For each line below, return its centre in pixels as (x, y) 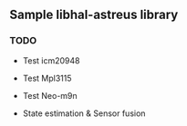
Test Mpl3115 (47, 78)
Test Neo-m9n (50, 95)
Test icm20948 (51, 60)
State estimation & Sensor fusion (84, 113)
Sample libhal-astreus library (94, 15)
